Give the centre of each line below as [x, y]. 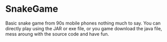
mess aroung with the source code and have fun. [57, 34]
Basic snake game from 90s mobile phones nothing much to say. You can [83, 23]
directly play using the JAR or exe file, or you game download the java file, [84, 28]
